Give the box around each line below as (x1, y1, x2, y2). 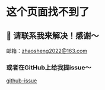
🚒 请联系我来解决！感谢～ (6, 31, 99, 41)
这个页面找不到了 (6, 5, 90, 19)
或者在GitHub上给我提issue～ (6, 63, 92, 71)
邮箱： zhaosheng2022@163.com (6, 48, 88, 54)
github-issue (6, 77, 37, 84)
